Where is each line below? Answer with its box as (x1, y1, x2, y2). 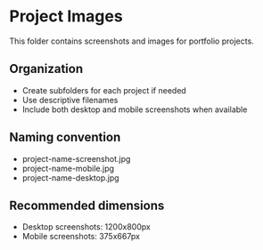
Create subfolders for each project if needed (21, 85, 187, 95)
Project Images (9, 6, 123, 27)
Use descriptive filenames (21, 94, 119, 105)
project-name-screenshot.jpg (21, 153, 131, 164)
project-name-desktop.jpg (21, 172, 119, 183)
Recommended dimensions (9, 198, 165, 213)
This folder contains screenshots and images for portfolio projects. (9, 36, 254, 46)
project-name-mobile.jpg (21, 163, 114, 173)
